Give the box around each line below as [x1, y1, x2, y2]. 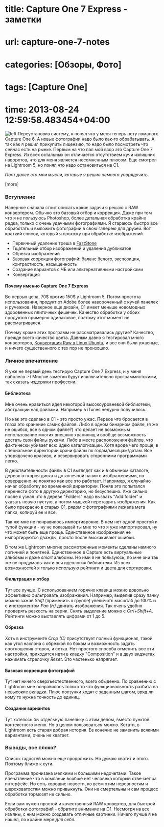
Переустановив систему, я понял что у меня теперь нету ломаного [17, 130, 159, 136]
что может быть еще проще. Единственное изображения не [5, 529, 131, 535]
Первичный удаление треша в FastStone [12, 240, 97, 246]
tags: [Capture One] [5, 81, 88, 92]
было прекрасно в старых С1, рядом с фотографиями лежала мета [5, 504, 145, 510]
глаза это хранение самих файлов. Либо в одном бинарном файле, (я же [5, 421, 158, 427]
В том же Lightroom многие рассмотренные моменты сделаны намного [5, 544, 156, 550]
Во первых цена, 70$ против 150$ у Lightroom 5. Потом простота [5, 294, 141, 300]
